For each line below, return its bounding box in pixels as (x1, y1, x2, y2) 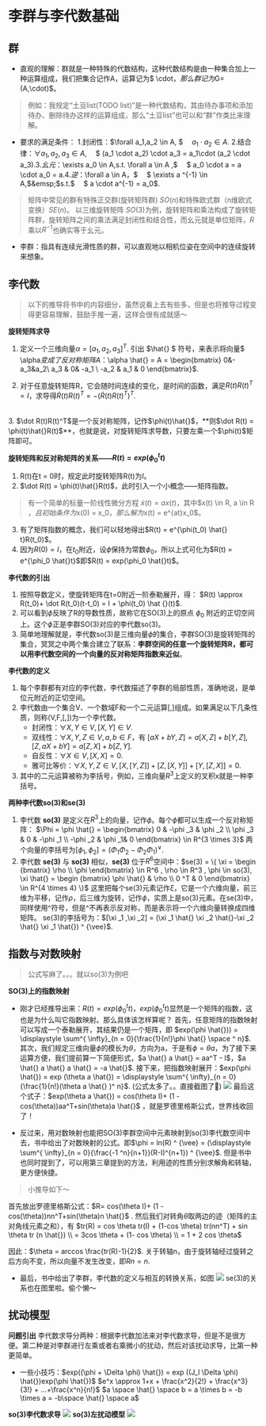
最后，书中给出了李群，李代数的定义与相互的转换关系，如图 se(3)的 (19, 1273, 251, 1282)
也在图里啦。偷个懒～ (26, 1282, 97, 1293)
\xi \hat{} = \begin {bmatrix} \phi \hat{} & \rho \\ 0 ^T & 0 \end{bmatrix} (19, 874, 251, 884)
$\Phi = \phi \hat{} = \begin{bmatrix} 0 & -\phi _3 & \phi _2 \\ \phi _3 (35, 825, 255, 834)
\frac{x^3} (215, 1377, 249, 1386)
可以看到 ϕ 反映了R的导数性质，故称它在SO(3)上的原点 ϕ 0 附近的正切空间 (19, 608, 255, 619)
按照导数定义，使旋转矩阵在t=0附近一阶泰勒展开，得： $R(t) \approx (19, 590, 243, 600)
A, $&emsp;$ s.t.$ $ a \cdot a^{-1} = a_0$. (19, 178, 161, 188)
